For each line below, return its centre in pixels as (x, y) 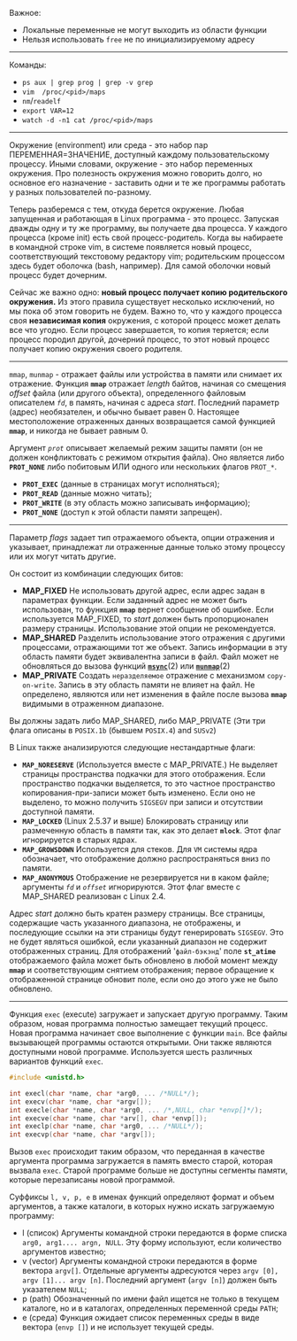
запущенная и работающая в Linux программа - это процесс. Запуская (144, 219)
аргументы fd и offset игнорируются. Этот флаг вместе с (131, 887)
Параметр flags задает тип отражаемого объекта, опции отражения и (142, 538)
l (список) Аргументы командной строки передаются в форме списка (154, 1233)
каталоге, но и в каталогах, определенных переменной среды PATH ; (150, 1308)
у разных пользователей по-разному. (80, 192)
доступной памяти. (58, 811)
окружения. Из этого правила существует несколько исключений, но (142, 302)
